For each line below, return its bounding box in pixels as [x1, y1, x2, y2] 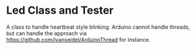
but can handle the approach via [6, 29, 87, 36]
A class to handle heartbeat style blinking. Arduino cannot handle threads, [6, 23, 191, 30]
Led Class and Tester [6, 4, 114, 17]
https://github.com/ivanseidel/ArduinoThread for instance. [6, 36, 151, 43]
